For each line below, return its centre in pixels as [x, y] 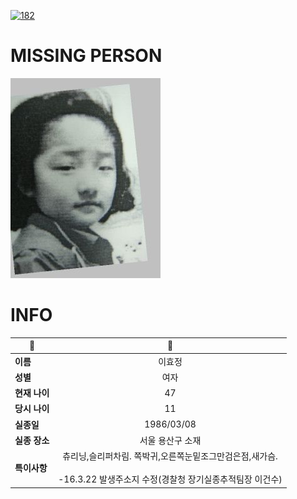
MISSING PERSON [86, 56]
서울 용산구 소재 [170, 440]
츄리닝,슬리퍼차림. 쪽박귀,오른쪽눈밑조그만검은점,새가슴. [170, 456]
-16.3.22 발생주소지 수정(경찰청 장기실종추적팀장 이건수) [170, 479]
